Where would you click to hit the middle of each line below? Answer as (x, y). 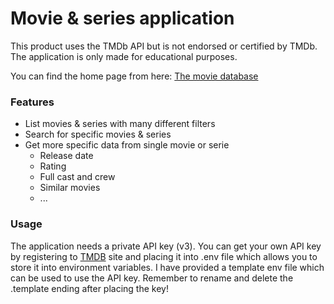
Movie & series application (122, 18)
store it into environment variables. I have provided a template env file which (167, 267)
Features (32, 102)
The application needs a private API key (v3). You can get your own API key (166, 246)
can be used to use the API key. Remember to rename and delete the (152, 278)
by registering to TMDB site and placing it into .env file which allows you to (164, 256)
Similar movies (70, 188)
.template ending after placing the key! (89, 288)
